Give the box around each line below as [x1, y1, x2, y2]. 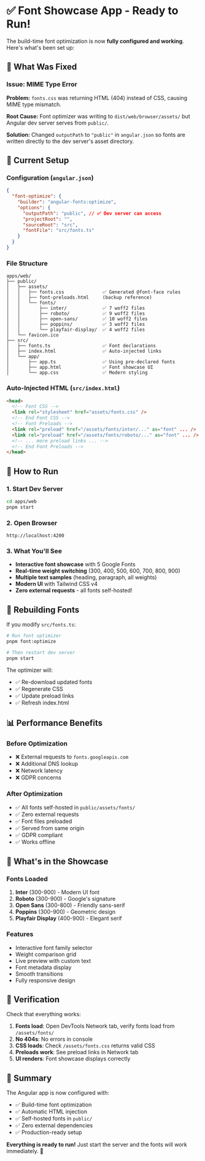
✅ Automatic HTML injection [15, 1108, 88, 1116]
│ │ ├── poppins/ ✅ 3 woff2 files [6, 322, 145, 328]
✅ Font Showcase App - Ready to [6, 4, 179, 18]
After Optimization [6, 790, 63, 798]
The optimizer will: [6, 666, 53, 674]
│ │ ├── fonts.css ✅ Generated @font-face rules [6, 289, 181, 295]
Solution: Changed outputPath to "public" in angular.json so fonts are [6, 131, 185, 138]
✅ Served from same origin [15, 824, 85, 831]
